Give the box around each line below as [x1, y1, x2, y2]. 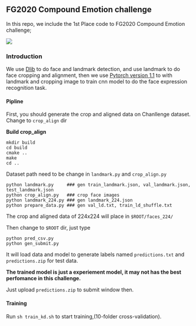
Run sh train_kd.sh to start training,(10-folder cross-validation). [6, 312, 162, 320]
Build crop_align [6, 129, 46, 136]
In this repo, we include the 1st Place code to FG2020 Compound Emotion [6, 20, 185, 27]
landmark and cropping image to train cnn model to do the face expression [6, 78, 187, 85]
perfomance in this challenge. [6, 275, 81, 282]
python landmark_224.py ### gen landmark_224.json [6, 197, 133, 203]
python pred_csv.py [6, 236, 54, 241]
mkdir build [6, 140, 35, 146]
